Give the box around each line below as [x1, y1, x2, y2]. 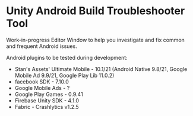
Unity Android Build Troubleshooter [6, 4, 185, 18]
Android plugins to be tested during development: [6, 54, 128, 61]
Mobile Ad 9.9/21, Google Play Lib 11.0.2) [14, 72, 115, 79]
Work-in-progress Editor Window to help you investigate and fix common [6, 36, 185, 43]
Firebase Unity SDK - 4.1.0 [14, 96, 79, 104]
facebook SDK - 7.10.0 [14, 78, 69, 85]
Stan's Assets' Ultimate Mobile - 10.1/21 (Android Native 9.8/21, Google [14, 65, 188, 72]
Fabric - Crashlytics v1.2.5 [14, 103, 79, 110]
